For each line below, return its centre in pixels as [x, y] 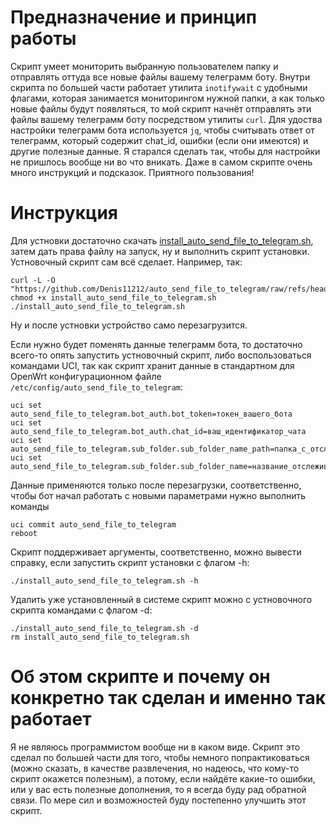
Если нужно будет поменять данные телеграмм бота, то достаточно [156, 344]
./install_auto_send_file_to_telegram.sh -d [104, 628]
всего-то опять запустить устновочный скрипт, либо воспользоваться [161, 355]
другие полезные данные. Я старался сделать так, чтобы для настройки [165, 151]
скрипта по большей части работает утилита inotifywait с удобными [159, 87]
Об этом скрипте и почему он [140, 677]
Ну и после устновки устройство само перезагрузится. [129, 325]
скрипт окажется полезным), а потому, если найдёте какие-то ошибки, [163, 778]
